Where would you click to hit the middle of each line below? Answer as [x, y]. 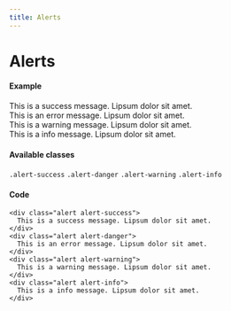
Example [26, 86]
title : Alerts [35, 17]
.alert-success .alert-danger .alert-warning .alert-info [116, 175]
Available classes [42, 154]
